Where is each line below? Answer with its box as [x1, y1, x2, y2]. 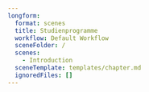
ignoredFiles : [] [14, 71, 73, 79]
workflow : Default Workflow [14, 34, 110, 42]
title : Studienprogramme [14, 26, 98, 34]
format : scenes [14, 19, 66, 27]
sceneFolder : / [14, 42, 66, 50]
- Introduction [22, 57, 73, 65]
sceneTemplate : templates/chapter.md [14, 64, 142, 72]
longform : [7, 11, 41, 20]
